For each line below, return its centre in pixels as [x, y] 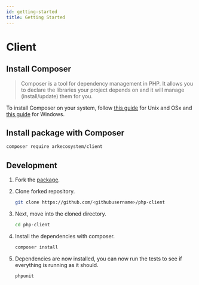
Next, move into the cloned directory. [60, 214]
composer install [36, 247]
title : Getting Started [36, 17]
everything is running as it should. [56, 265]
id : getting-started [32, 12]
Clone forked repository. [45, 191]
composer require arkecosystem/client [54, 147]
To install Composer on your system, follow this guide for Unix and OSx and [99, 108]
